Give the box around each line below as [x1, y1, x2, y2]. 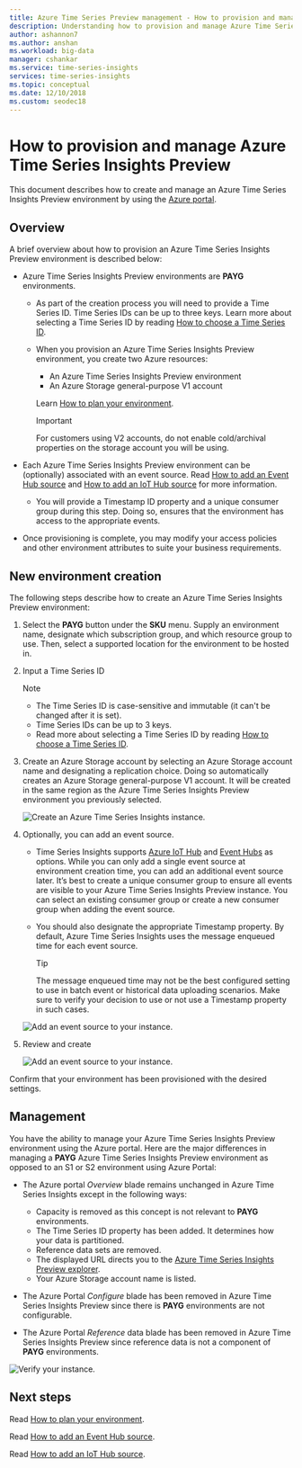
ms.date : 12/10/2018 [9, 88, 87, 97]
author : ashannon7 [9, 30, 78, 39]
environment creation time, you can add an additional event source [35, 865, 284, 876]
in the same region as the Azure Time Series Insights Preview [22, 784, 250, 795]
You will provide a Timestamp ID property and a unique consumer [35, 497, 280, 507]
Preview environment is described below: [9, 254, 163, 264]
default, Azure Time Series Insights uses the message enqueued [35, 930, 276, 941]
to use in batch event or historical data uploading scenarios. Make [35, 984, 280, 995]
